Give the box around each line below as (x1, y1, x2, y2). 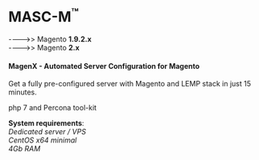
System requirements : (8, 118, 84, 128)
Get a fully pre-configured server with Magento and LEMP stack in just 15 (8, 79, 252, 89)
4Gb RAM (8, 144, 41, 154)
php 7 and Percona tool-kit (8, 103, 97, 113)
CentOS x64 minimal (8, 135, 77, 145)
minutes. (8, 87, 38, 97)
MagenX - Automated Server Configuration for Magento (8, 61, 200, 70)
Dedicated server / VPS (8, 127, 87, 137)
